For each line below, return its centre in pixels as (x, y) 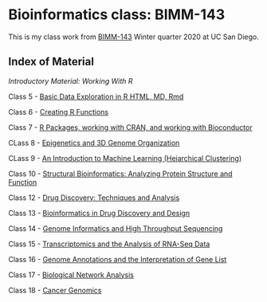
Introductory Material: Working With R (71, 80)
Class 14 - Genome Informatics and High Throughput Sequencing (116, 228)
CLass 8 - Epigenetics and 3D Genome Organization (94, 143)
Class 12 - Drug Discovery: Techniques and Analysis (94, 198)
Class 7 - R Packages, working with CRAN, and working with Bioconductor (130, 127)
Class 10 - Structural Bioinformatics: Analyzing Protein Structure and (120, 174)
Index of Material (51, 62)
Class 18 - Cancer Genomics (55, 290)
